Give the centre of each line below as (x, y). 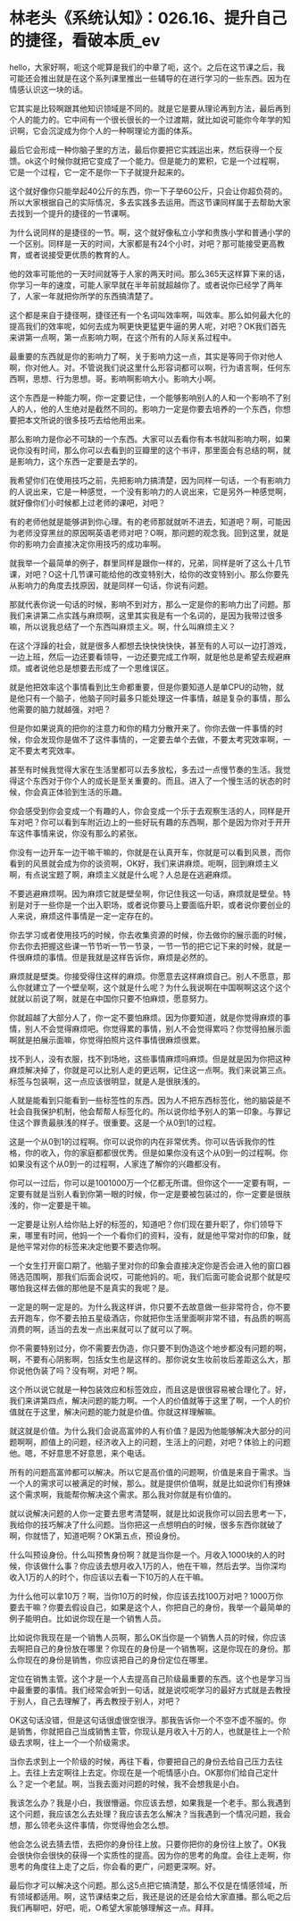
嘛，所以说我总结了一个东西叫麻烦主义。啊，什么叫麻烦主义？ (123, 626)
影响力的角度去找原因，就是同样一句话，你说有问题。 (114, 585)
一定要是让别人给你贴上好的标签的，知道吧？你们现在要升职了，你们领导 (142, 1224)
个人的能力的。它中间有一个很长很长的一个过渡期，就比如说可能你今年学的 (146, 119)
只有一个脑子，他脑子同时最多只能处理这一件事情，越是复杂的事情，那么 (158, 698)
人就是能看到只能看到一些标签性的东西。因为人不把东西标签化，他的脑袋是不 (150, 1100)
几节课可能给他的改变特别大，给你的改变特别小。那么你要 (175, 574)
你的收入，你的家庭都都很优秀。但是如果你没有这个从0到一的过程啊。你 (156, 1153)
